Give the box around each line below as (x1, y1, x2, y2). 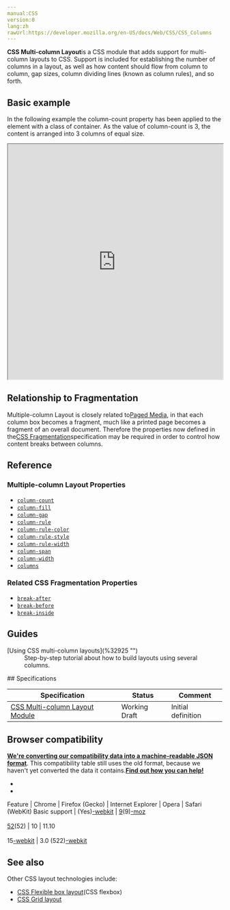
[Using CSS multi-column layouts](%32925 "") (7, 646, 139, 655)
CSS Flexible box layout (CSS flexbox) (16, 888, 123, 896)
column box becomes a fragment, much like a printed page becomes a (7, 418, 206, 426)
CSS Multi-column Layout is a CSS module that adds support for (7, 48, 189, 56)
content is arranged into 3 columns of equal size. (7, 129, 145, 138)
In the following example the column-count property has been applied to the (7, 115, 222, 123)
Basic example (7, 97, 70, 108)
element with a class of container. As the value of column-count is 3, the (7, 123, 211, 131)
